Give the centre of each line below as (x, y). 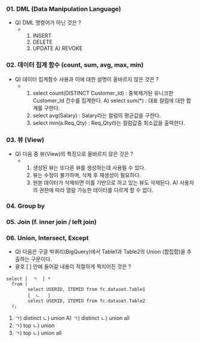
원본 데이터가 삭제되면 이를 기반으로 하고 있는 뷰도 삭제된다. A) (105, 182)
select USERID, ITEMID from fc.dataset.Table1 (87, 289)
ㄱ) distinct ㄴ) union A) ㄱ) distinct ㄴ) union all (72, 318)
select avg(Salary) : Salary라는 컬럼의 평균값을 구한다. (97, 115)
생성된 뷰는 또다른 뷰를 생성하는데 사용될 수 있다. (89, 167)
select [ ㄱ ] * (28, 279)
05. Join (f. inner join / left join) (51, 221)
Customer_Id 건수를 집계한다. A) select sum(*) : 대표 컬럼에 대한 (109, 100)
